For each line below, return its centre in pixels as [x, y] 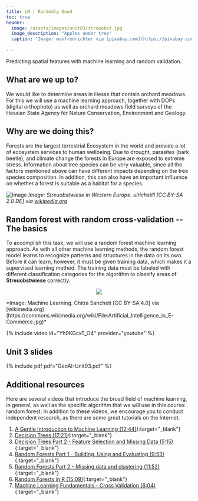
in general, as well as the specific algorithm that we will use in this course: [96, 405]
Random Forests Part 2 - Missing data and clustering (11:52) [87, 466]
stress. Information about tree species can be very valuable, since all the [94, 164]
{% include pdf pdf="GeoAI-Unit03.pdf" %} [59, 366]
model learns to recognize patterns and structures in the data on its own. [95, 256]
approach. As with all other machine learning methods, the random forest [95, 249]
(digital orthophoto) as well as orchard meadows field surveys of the [89, 106]
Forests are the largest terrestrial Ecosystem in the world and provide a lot [96, 146]
